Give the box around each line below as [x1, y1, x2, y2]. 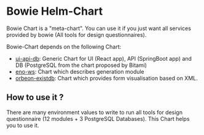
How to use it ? [6, 92, 64, 102]
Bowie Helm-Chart [6, 4, 103, 18]
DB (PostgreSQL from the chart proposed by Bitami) [15, 61, 147, 69]
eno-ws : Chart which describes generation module [15, 67, 144, 75]
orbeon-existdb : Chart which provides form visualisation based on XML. [15, 74, 198, 82]
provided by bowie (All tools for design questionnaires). [6, 31, 147, 38]
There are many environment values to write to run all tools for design [6, 109, 183, 116]
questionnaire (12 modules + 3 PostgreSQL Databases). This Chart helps [6, 115, 190, 122]
